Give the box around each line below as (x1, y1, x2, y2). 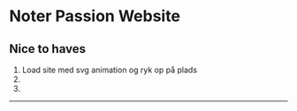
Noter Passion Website (9, 6, 181, 26)
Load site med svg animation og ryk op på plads (21, 64, 197, 75)
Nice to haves (9, 41, 87, 56)
